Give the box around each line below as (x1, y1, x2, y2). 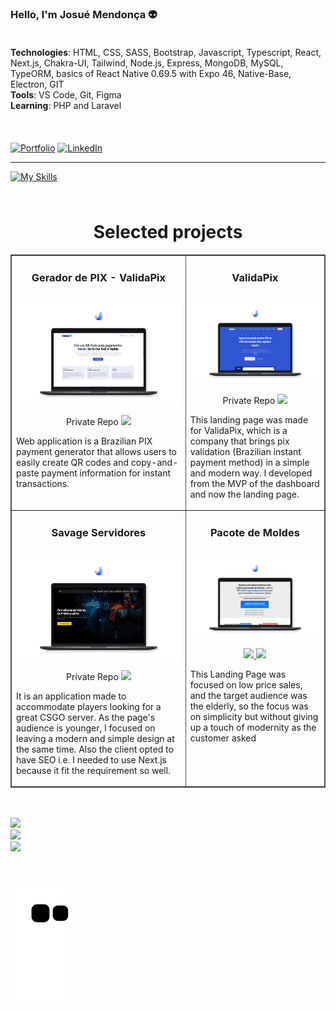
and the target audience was (189, 690, 308, 702)
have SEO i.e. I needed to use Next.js (16, 753, 167, 766)
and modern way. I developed (189, 467, 313, 479)
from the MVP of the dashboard (189, 477, 320, 489)
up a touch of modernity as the (189, 722, 317, 734)
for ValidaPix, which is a (189, 424, 288, 436)
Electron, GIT (10, 78, 65, 91)
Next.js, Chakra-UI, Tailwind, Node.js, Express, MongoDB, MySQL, (10, 57, 284, 69)
